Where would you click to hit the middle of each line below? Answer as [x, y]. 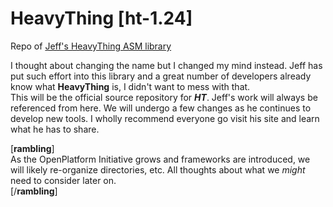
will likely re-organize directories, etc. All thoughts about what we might [158, 169]
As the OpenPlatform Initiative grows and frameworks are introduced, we [160, 159]
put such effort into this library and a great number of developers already [161, 76]
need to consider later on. [63, 180]
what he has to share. [55, 129]
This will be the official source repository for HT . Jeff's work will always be [164, 97]
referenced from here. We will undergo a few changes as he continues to [161, 108]
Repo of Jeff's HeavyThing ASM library [91, 46]
